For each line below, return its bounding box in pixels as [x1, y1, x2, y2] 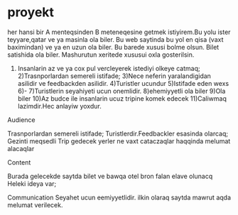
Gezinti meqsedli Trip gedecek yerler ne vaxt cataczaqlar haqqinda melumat [7, 136, 231, 145]
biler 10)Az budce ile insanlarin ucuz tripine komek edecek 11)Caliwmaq [17, 94, 227, 103]
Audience [7, 115, 36, 124]
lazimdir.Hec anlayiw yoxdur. [17, 101, 102, 110]
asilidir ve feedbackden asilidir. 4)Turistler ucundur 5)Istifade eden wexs [17, 79, 229, 87]
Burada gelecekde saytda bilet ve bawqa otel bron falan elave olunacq [7, 172, 213, 180]
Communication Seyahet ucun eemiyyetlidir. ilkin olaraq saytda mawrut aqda [7, 193, 232, 202]
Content [7, 158, 31, 167]
